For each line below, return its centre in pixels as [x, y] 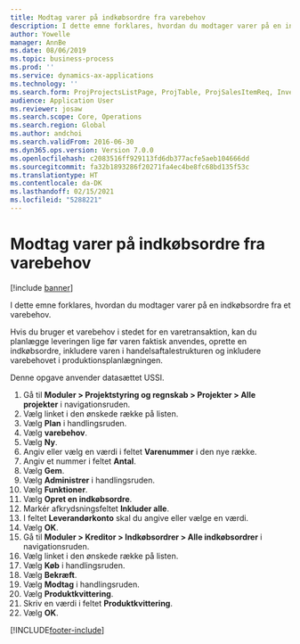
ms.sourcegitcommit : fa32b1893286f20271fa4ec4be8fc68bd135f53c [130, 167]
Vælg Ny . [40, 442]
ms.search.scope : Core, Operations [76, 117]
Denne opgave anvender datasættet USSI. [87, 377]
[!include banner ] [42, 287]
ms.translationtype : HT [54, 175]
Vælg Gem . [44, 470]
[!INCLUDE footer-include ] [57, 630]
